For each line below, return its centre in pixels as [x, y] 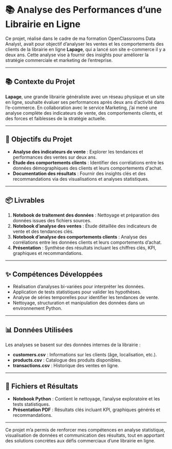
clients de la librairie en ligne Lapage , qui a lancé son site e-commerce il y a [85, 49]
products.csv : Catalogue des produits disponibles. [67, 360]
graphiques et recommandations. [48, 253]
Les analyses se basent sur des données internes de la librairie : [73, 345]
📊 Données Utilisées [39, 330]
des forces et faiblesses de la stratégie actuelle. [56, 118]
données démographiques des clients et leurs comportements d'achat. [88, 168]
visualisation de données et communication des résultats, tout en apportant [85, 435]
